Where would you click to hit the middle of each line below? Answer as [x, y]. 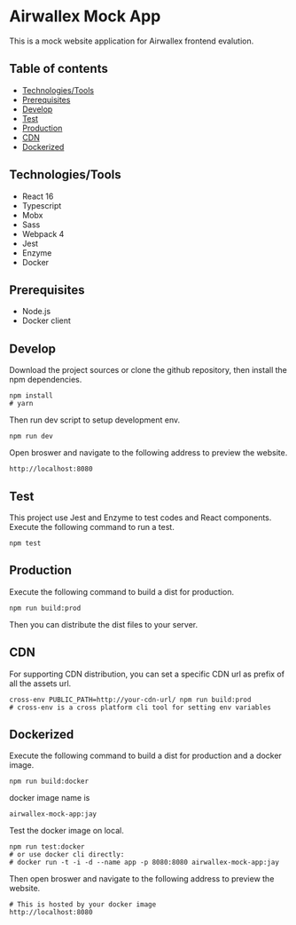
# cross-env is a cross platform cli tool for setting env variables [140, 708]
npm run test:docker [47, 847]
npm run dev [31, 437]
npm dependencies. [46, 380]
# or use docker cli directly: [67, 855]
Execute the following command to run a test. [92, 527]
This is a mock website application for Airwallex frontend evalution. [132, 41]
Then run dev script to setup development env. [94, 420]
